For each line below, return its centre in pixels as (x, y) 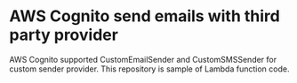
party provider (64, 35)
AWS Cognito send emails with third (144, 16)
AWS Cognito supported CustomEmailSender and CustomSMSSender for (143, 59)
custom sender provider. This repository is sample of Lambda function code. (149, 69)
